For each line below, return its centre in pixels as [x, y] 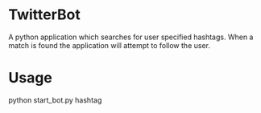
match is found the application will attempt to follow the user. [110, 45]
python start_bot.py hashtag [55, 100]
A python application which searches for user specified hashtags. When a [131, 37]
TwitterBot [44, 15]
